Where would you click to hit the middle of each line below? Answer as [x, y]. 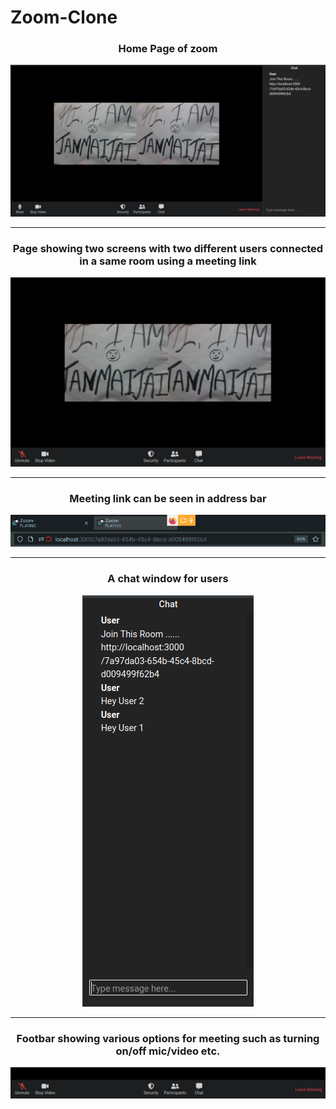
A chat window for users [168, 579]
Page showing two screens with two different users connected [168, 249]
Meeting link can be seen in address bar [168, 499]
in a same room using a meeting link [168, 261]
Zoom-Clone [64, 17]
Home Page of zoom [168, 49]
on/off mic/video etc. [168, 1051]
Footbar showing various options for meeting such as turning [168, 1038]
